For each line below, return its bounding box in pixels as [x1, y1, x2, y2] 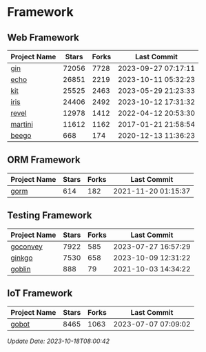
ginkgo [10, 253, 33, 262]
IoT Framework [7, 287, 73, 300]
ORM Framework [7, 154, 81, 166]
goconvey [10, 242, 43, 251]
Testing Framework [7, 209, 92, 221]
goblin [10, 264, 31, 273]
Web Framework [7, 32, 79, 43]
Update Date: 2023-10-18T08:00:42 [7, 337, 110, 345]
